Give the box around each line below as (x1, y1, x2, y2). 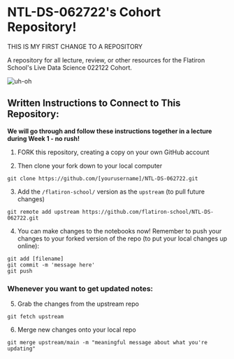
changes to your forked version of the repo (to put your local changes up (17, 234, 228, 243)
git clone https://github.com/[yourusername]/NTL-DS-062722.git (7, 175, 198, 182)
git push (7, 267, 33, 274)
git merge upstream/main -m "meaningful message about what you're (7, 339, 208, 346)
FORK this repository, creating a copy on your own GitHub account (17, 148, 210, 156)
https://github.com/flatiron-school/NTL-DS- (82, 208, 214, 215)
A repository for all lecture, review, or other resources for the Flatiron (7, 55, 205, 64)
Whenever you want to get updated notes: (7, 283, 154, 293)
